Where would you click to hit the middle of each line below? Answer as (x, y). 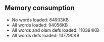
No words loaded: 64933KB (40, 20)
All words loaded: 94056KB (40, 25)
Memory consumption (40, 8)
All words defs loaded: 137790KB (46, 35)
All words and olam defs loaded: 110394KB (55, 30)
